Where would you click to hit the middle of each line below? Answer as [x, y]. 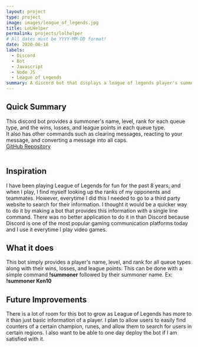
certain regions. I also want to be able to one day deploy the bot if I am [92, 333]
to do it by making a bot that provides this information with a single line [92, 210]
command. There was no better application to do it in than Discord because [98, 217]
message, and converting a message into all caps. [67, 140]
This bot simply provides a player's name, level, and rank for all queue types [99, 262]
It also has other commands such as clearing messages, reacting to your [94, 134]
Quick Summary [36, 107]
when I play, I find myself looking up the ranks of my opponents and [88, 192]
